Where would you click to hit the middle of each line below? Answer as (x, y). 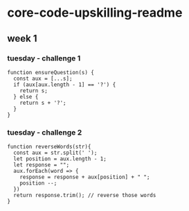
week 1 (22, 39)
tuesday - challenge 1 (44, 58)
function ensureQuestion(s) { (51, 72)
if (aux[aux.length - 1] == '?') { (65, 85)
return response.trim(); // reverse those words (85, 196)
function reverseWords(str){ (49, 147)
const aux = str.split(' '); (55, 153)
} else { (26, 96)
